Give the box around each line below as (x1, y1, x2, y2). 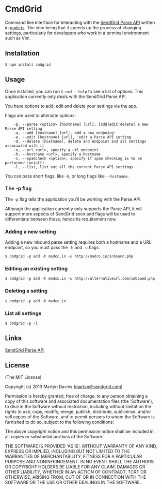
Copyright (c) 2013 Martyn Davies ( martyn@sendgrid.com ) (5, 384, 123, 390)
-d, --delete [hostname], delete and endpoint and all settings (14, 139, 146, 144)
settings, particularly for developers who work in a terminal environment (5, 30, 149, 36)
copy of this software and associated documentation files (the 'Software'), (5, 398, 154, 404)
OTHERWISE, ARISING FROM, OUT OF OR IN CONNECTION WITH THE (5, 474, 146, 480)
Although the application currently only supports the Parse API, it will (5, 206, 143, 212)
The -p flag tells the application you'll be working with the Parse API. (5, 196, 142, 202)
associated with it (5, 143, 45, 148)
